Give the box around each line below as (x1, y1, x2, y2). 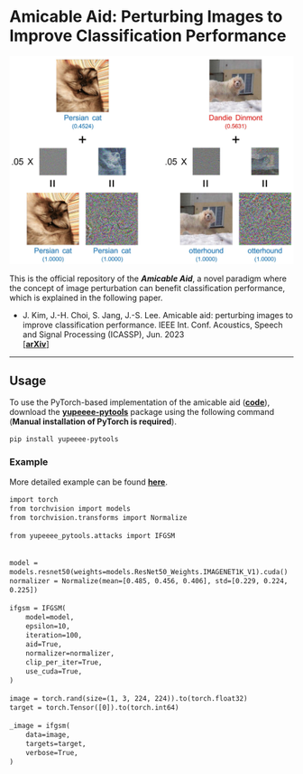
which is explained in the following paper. (9, 292, 163, 303)
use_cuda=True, (25, 666, 83, 675)
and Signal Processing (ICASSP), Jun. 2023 (22, 328, 185, 340)
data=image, (25, 730, 70, 739)
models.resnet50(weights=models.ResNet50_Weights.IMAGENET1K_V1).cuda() (9, 567, 289, 576)
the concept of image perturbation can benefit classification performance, (9, 282, 286, 293)
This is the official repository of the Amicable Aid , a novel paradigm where (9, 273, 287, 284)
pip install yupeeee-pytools (9, 435, 119, 444)
